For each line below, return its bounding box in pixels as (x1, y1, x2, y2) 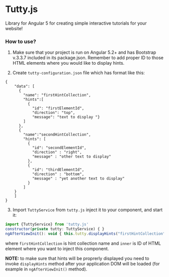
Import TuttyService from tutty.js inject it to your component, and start (12, 207, 163, 213)
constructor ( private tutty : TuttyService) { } (5, 227, 105, 232)
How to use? (5, 38, 36, 45)
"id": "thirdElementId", (32, 167, 84, 173)
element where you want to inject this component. (5, 245, 109, 251)
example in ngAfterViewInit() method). (5, 266, 88, 272)
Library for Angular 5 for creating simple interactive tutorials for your (5, 20, 147, 26)
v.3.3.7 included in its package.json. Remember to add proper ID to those (12, 55, 164, 61)
